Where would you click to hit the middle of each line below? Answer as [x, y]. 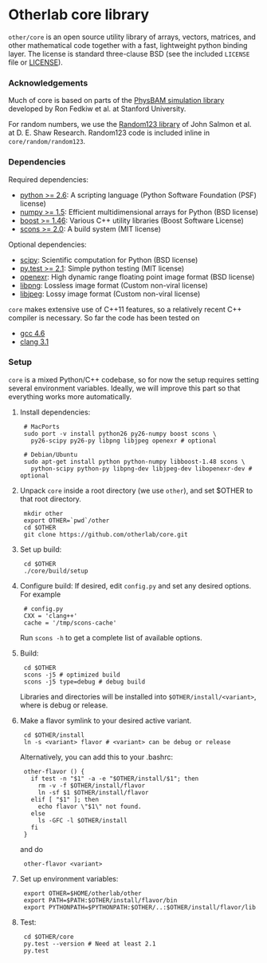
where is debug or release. [64, 705]
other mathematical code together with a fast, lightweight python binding [128, 45]
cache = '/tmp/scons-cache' [70, 623]
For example [40, 594]
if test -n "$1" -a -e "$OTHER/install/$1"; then [115, 779]
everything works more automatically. [70, 396]
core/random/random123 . [47, 141]
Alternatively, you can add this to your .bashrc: [96, 757]
